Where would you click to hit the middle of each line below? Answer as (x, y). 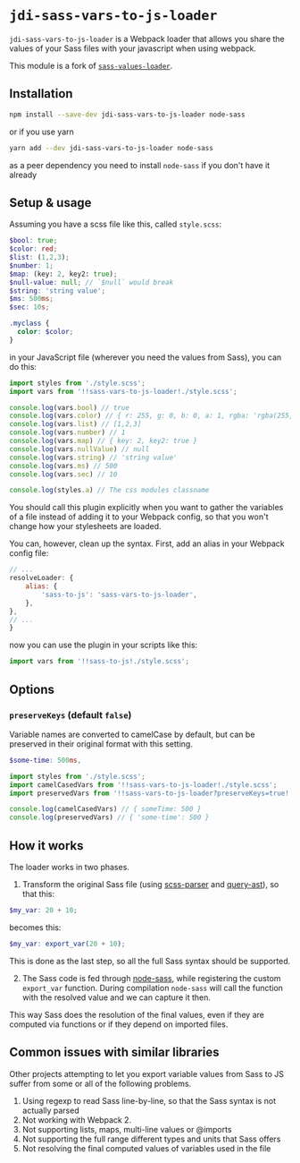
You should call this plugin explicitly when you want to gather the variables (146, 508)
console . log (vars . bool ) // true (69, 407)
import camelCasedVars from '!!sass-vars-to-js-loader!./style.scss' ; (143, 785)
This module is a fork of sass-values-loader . (91, 65)
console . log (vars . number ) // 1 (67, 432)
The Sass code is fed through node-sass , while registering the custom (151, 978)
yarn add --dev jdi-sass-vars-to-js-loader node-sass (112, 148)
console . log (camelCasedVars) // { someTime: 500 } (105, 809)
